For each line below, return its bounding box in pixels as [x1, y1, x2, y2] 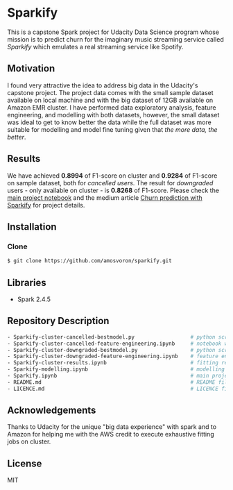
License [7, 457, 42, 469]
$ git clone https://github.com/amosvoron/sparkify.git [7, 257, 172, 264]
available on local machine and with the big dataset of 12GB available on [7, 96, 214, 104]
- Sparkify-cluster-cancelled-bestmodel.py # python [7, 333, 216, 341]
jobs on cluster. [7, 437, 51, 446]
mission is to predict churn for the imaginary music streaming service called [7, 35, 224, 43]
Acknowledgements [7, 405, 96, 416]
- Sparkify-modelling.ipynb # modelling [7, 366, 225, 373]
